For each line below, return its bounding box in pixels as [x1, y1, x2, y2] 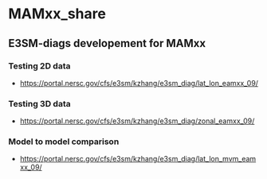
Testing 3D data [8, 98, 71, 109]
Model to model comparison [8, 136, 120, 147]
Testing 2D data [8, 60, 71, 72]
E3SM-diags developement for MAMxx [8, 37, 206, 50]
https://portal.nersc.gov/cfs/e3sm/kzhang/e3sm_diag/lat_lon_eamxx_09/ [19, 78, 259, 88]
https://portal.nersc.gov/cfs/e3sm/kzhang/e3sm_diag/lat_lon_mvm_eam [19, 154, 257, 164]
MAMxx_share [8, 5, 106, 23]
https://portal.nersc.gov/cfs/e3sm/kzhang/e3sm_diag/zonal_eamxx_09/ [19, 116, 255, 126]
